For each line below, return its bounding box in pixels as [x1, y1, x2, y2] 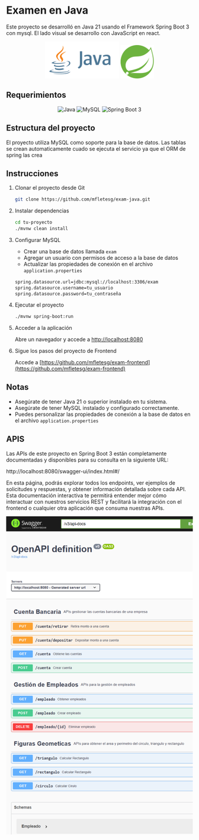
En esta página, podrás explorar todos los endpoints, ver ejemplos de [6, 479, 176, 486]
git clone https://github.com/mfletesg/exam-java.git [14, 196, 150, 202]
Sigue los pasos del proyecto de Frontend [14, 347, 117, 354]
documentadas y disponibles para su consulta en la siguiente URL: [6, 456, 169, 463]
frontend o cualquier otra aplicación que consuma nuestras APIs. [6, 504, 165, 511]
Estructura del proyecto [6, 123, 96, 133]
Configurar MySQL [14, 237, 61, 243]
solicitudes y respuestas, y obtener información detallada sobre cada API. [6, 485, 187, 492]
